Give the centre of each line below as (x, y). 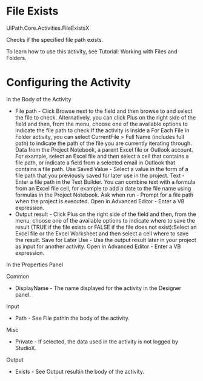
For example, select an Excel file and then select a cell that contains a (102, 156)
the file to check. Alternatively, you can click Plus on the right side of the (105, 117)
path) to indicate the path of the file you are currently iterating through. (103, 143)
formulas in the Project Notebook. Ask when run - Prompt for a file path (104, 195)
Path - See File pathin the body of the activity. (72, 318)
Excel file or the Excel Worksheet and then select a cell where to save (102, 233)
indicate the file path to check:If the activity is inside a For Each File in (102, 130)
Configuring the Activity (69, 83)
